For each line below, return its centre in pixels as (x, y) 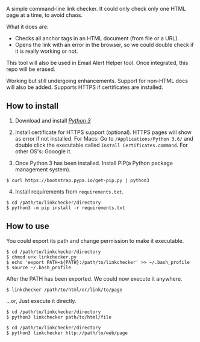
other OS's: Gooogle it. (43, 151)
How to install (33, 106)
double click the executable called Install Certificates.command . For (101, 145)
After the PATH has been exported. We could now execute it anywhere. (94, 278)
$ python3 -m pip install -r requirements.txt (66, 208)
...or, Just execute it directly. (41, 301)
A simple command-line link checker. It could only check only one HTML (96, 9)
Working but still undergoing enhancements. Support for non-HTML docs (97, 81)
